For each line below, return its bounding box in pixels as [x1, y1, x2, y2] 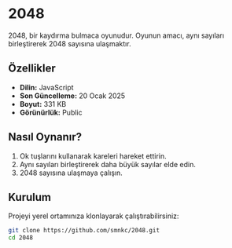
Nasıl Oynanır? [8, 130, 83, 144]
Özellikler [8, 62, 57, 75]
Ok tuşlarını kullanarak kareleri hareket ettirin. [19, 151, 167, 161]
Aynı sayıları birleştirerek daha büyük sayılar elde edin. [19, 159, 197, 169]
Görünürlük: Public [19, 108, 83, 117]
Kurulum [8, 190, 52, 204]
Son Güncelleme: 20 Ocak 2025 [19, 91, 126, 100]
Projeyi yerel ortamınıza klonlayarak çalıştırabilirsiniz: [8, 211, 179, 221]
